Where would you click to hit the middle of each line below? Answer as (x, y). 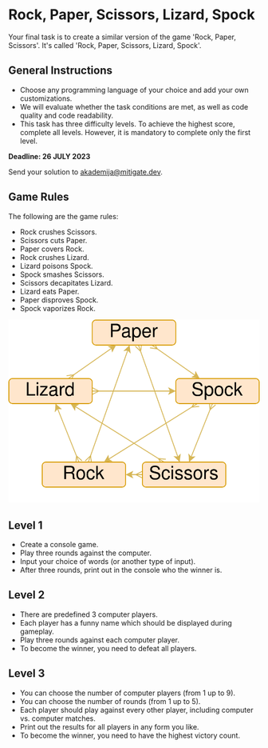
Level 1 (26, 525)
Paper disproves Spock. (59, 300)
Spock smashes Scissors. (62, 274)
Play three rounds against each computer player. (100, 640)
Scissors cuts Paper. (53, 240)
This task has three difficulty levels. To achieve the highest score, (127, 124)
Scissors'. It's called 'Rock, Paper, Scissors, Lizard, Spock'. (105, 45)
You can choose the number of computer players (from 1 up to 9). (128, 693)
